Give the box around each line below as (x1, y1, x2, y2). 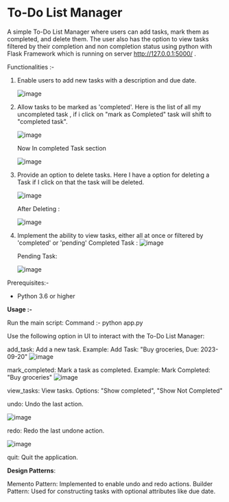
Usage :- (7, 305, 32, 314)
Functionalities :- (7, 63, 55, 71)
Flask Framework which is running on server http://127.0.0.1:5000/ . (7, 50, 197, 58)
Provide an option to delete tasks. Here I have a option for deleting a (16, 171, 210, 179)
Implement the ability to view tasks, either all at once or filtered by (16, 231, 204, 239)
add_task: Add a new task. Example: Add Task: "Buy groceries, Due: (7, 345, 200, 353)
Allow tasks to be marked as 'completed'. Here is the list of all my (16, 102, 202, 111)
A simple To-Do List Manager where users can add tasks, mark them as (7, 28, 209, 36)
